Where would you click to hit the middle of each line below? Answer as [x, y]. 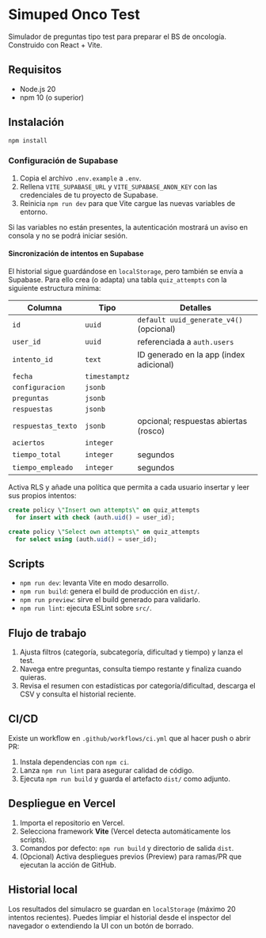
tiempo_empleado [43, 467]
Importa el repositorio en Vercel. [72, 822]
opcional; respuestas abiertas [192, 421]
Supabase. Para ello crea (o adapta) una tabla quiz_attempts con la [118, 280]
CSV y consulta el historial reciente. [78, 694]
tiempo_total [37, 454]
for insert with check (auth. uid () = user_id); [95, 517]
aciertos [28, 442]
